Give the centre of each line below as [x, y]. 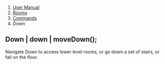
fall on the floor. [22, 57]
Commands [25, 18]
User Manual [26, 7]
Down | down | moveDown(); [51, 39]
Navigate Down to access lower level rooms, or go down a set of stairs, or [82, 52]
